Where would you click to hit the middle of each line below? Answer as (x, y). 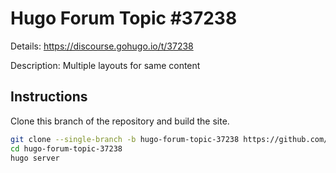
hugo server (35, 158)
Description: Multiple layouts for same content (105, 65)
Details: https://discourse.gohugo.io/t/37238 (102, 46)
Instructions (49, 97)
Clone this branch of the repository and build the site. (120, 121)
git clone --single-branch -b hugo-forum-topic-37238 (125, 139)
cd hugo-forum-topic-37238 (66, 148)
